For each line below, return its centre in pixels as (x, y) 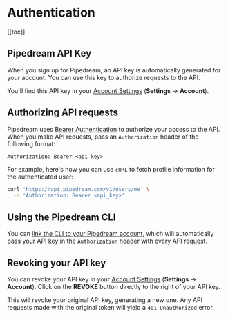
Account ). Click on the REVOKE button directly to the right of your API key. (114, 286)
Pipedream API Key (49, 53)
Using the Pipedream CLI (61, 217)
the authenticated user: (40, 177)
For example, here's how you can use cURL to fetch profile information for (111, 169)
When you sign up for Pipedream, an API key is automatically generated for (114, 70)
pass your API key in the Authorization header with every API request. (107, 241)
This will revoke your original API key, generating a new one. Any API (105, 300)
